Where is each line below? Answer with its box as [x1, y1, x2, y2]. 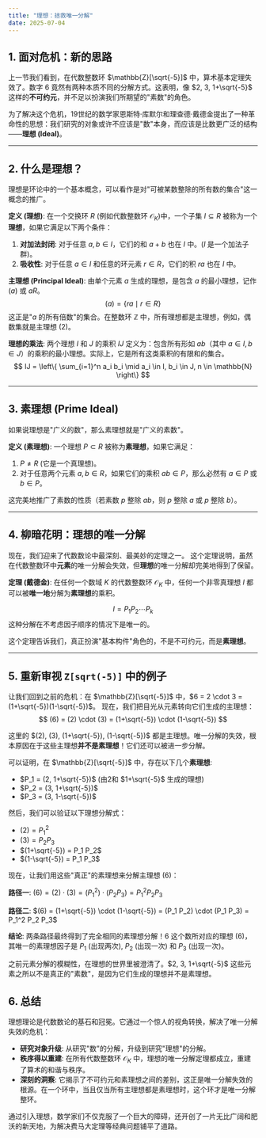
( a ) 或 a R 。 [8, 286, 45, 295]
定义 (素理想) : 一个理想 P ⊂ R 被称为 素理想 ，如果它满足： [8, 441, 196, 451]
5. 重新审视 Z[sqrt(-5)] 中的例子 [8, 669, 168, 683]
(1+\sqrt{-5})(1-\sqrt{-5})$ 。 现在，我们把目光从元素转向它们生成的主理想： [8, 702, 255, 711]
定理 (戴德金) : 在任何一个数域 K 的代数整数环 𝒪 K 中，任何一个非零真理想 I [8, 577, 245, 588]
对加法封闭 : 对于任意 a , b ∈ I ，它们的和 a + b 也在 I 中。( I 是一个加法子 [19, 239, 249, 249]
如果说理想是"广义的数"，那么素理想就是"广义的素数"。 [8, 424, 188, 434]
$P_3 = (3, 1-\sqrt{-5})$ [19, 791, 97, 801]
